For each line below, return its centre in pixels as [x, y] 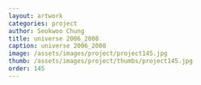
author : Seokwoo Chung [46, 31]
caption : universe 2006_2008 [57, 46]
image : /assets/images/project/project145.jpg [88, 53]
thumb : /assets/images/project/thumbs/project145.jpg [101, 62]
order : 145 [27, 69]
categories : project [43, 23]
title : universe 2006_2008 [54, 38]
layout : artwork [36, 16]
